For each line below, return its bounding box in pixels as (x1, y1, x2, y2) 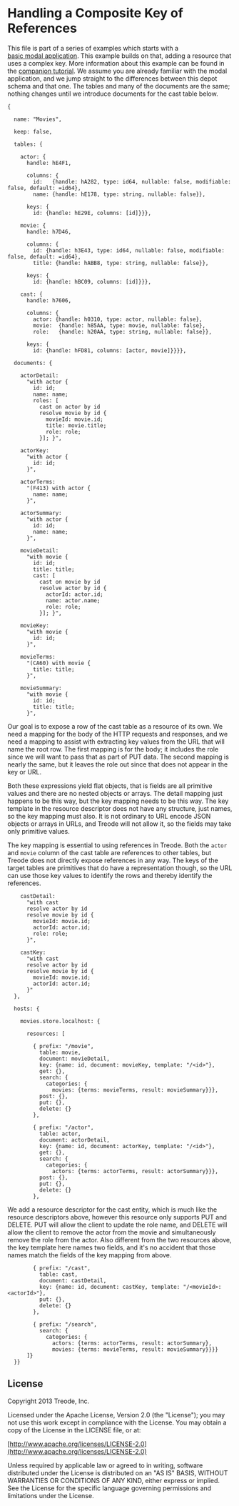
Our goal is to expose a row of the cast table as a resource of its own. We (7, 722, 223, 730)
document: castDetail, (39, 1277, 107, 1284)
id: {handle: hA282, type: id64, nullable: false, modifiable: (33, 178, 232, 185)
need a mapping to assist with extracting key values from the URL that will (7, 737, 225, 746)
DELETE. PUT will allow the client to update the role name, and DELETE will (7, 1220, 228, 1229)
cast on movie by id (39, 578, 101, 585)
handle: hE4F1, (26, 159, 72, 166)
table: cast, (39, 1270, 78, 1278)
